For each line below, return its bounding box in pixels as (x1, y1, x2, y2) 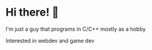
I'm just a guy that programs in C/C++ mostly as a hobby (5, 25, 146, 33)
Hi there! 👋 (5, 5, 59, 19)
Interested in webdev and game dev (5, 37, 94, 44)
